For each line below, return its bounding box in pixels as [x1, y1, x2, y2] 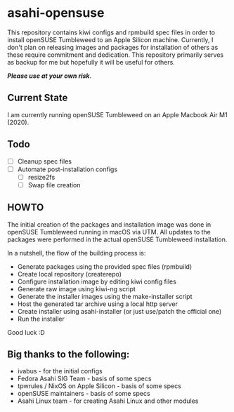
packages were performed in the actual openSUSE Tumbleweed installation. [7, 235, 228, 244]
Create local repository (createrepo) [17, 270, 122, 278]
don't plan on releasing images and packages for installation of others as [7, 43, 219, 51]
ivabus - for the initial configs [17, 367, 103, 376]
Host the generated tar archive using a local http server [17, 300, 178, 308]
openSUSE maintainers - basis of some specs [17, 390, 150, 398]
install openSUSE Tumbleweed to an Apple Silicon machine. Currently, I [7, 35, 214, 44]
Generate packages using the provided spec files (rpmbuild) [17, 262, 193, 271]
